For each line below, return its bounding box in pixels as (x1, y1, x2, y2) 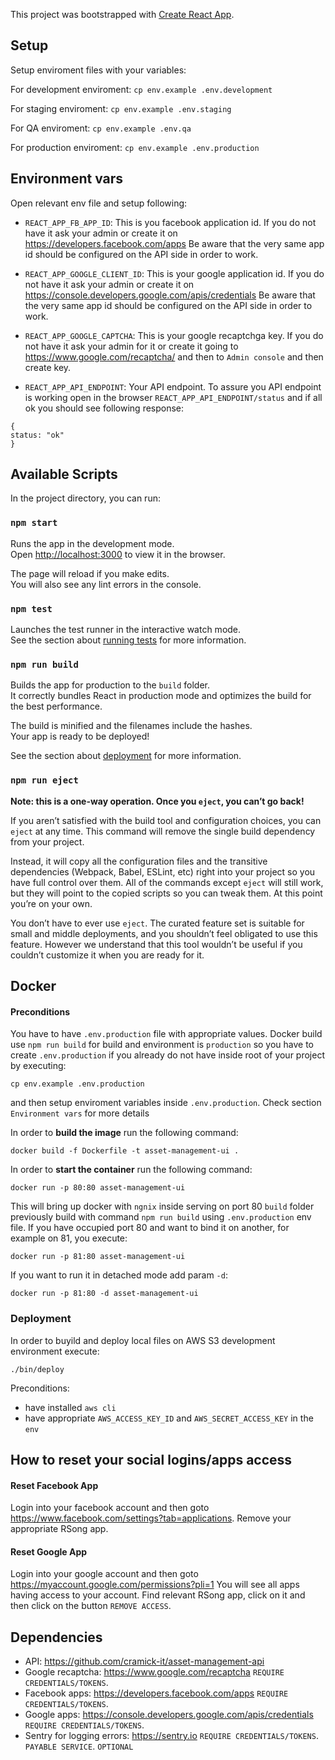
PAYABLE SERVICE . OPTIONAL (24, 1740, 134, 1753)
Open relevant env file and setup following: (10, 197, 188, 209)
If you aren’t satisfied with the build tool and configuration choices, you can (10, 814, 322, 826)
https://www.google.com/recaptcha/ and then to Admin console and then (24, 350, 324, 363)
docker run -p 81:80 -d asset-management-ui (10, 1289, 199, 1299)
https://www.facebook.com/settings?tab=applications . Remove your (10, 1512, 292, 1524)
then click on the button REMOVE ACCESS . (10, 1600, 172, 1612)
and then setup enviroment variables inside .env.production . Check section (10, 1097, 322, 1109)
